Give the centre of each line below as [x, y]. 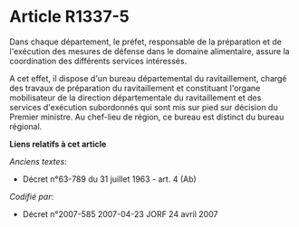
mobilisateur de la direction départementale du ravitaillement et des [135, 98]
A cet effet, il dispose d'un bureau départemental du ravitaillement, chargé [148, 78]
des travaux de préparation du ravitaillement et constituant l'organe [135, 88]
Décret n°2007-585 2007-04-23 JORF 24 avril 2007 [120, 213]
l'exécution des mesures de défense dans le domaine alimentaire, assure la [149, 51]
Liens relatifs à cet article [58, 144]
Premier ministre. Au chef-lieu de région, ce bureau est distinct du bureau [147, 117]
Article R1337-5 [69, 17]
